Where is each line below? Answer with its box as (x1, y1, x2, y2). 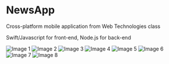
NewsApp (6, 3, 55, 17)
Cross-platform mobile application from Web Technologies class (6, 23, 161, 30)
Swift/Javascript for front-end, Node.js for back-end (6, 34, 131, 41)
